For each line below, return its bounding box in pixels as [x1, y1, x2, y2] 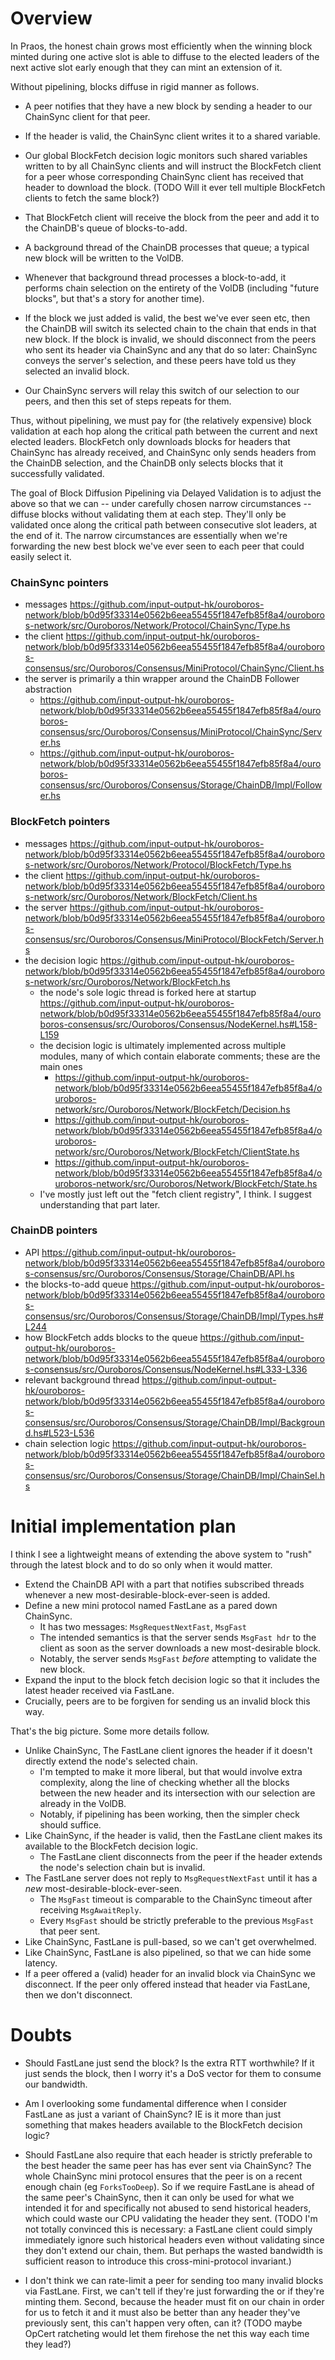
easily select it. [10, 550, 72, 562]
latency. [24, 1957, 58, 1969]
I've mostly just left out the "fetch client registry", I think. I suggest [39, 1188, 312, 1200]
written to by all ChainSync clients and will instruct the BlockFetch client [24, 160, 322, 172]
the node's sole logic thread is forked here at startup [39, 986, 257, 998]
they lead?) [24, 2338, 72, 2350]
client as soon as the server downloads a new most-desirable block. [39, 1642, 322, 1654]
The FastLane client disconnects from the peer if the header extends [39, 1850, 323, 1862]
